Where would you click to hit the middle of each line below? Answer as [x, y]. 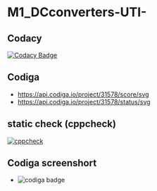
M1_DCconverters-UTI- [77, 12]
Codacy [25, 38]
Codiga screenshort [52, 163]
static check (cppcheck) [62, 124]
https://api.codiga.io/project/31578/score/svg [83, 94]
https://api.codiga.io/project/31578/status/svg [84, 101]
